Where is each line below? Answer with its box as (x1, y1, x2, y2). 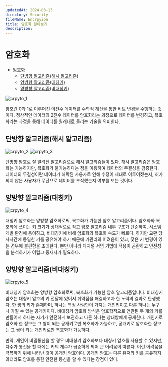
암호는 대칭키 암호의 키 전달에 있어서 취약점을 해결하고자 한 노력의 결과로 (5, 295, 147, 301)
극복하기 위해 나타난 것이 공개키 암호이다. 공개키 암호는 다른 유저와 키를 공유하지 (5, 350, 162, 356)
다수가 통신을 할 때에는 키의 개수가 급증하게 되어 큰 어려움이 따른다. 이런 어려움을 (5, 343, 163, 349)
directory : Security (5, 12, 49, 17)
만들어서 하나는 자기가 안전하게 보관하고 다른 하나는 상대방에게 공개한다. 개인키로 (5, 314, 163, 320)
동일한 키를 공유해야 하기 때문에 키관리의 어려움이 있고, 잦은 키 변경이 (22, 236, 158, 242)
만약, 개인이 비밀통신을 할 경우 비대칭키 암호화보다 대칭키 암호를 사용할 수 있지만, (5, 337, 163, 343)
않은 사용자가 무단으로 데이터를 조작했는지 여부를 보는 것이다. (14, 177, 134, 183)
